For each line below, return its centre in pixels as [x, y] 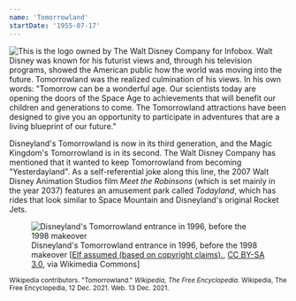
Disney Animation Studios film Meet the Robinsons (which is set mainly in [142, 181]
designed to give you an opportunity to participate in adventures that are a [144, 117]
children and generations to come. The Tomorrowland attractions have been [148, 107]
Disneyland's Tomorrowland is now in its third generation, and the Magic [140, 143]
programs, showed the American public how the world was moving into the [146, 69]
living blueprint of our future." [63, 126]
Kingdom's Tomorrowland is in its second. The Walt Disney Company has [143, 152]
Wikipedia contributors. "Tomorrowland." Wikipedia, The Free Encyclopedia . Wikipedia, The [148, 280]
